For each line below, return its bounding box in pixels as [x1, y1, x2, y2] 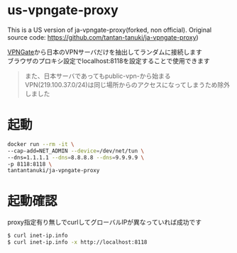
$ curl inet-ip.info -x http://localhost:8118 [7, 239, 148, 246]
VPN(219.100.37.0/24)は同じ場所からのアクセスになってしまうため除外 [24, 80, 231, 89]
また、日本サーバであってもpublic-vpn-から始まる [24, 72, 171, 80]
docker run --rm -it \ [7, 140, 75, 147]
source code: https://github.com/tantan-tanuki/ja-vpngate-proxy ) [7, 33, 199, 41]
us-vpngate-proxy [7, 2, 118, 18]
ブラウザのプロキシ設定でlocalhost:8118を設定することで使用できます [7, 56, 211, 65]
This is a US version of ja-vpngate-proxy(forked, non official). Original [7, 26, 211, 34]
